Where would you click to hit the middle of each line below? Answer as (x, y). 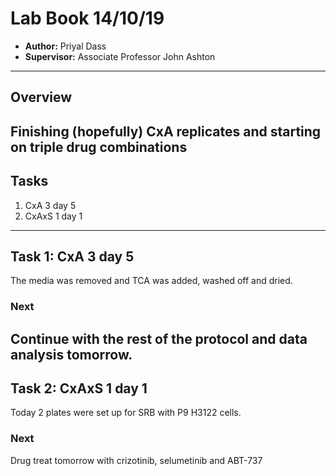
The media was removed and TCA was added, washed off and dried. (151, 281)
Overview (41, 97)
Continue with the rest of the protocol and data (159, 338)
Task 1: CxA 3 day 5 (72, 256)
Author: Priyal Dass (65, 46)
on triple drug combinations (99, 147)
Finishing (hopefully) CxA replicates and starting (166, 131)
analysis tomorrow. (71, 354)
